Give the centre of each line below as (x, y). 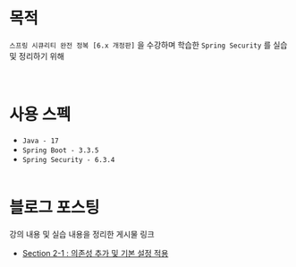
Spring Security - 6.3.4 (68, 159)
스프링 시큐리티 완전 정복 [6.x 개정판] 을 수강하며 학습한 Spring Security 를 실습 (148, 45)
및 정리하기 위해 (37, 56)
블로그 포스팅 (55, 208)
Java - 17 (41, 141)
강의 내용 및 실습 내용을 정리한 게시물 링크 (82, 234)
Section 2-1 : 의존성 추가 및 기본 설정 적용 (95, 253)
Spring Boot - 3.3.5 (60, 150)
